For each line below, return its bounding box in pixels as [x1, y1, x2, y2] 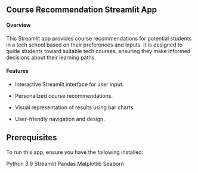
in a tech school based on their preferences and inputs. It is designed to [6, 41, 183, 48]
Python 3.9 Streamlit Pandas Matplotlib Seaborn [6, 160, 124, 167]
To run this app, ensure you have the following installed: [6, 149, 144, 156]
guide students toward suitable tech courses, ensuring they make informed [6, 47, 191, 54]
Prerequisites [6, 132, 57, 143]
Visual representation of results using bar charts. [14, 104, 135, 111]
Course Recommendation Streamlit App [6, 5, 157, 15]
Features [6, 67, 29, 75]
